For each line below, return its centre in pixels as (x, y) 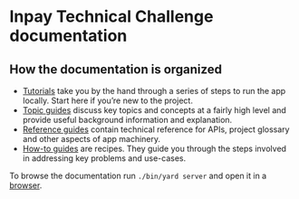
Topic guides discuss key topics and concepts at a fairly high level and (154, 110)
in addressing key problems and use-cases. (104, 158)
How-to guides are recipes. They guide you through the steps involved (154, 148)
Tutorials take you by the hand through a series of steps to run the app (154, 91)
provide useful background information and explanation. (127, 120)
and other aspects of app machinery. (92, 139)
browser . (26, 185)
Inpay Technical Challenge (111, 17)
